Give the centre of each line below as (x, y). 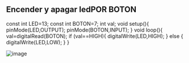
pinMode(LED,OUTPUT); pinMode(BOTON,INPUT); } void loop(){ (84, 30)
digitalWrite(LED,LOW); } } (38, 42)
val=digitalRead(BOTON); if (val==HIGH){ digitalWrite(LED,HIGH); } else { (95, 36)
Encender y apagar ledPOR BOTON (71, 10)
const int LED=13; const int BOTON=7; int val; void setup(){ (78, 23)
